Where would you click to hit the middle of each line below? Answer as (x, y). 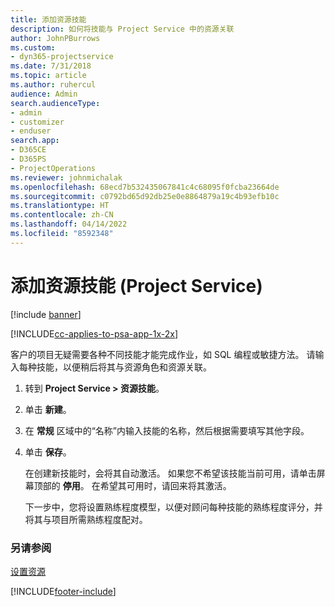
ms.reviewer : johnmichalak (66, 177)
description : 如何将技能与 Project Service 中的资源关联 (122, 29)
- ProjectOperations (53, 168)
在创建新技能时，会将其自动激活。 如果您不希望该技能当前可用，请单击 (170, 473)
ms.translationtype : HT (60, 206)
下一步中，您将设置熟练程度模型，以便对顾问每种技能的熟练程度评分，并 (173, 507)
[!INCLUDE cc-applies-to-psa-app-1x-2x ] (94, 333)
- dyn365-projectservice (62, 57)
